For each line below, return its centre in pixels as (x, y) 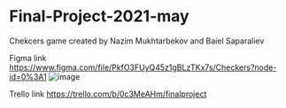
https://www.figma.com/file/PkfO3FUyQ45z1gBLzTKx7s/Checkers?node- (143, 67)
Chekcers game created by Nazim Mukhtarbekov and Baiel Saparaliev (137, 41)
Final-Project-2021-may (99, 16)
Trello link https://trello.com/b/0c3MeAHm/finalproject (108, 94)
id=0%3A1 (28, 76)
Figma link (28, 58)
